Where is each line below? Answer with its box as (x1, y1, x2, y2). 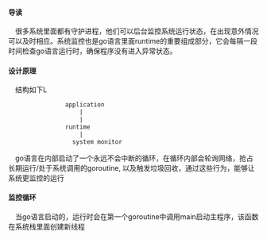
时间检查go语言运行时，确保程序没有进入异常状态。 (8, 46, 177, 56)
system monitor (72, 137, 123, 146)
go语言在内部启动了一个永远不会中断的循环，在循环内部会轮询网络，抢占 (15, 153, 253, 163)
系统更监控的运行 (8, 173, 64, 183)
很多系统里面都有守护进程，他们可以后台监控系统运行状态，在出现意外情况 (15, 26, 259, 36)
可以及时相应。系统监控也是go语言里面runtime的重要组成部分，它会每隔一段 (8, 37, 258, 46)
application (64, 101, 105, 109)
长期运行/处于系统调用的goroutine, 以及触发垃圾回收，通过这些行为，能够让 (8, 163, 256, 172)
